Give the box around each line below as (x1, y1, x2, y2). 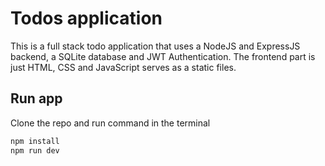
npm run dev (10, 145, 60, 156)
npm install (10, 136, 60, 146)
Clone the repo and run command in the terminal (10, 117, 211, 129)
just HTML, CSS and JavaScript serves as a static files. (10, 61, 237, 73)
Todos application (10, 7, 163, 30)
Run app (10, 90, 63, 107)
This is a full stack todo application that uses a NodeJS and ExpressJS (10, 40, 301, 52)
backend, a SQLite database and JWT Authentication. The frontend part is (10, 50, 316, 62)
